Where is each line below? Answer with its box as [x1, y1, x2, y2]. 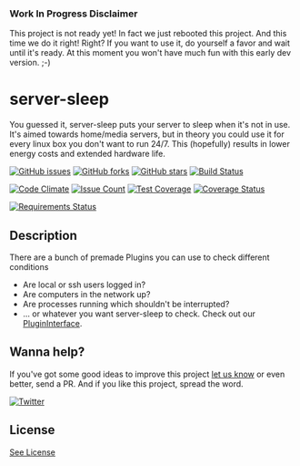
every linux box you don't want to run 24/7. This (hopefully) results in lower [9, 139, 291, 150]
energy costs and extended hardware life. [9, 149, 166, 160]
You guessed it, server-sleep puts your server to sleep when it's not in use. [9, 119, 291, 130]
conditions [9, 262, 49, 273]
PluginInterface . [22, 318, 83, 329]
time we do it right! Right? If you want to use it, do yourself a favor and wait [9, 37, 291, 48]
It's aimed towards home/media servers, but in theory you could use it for [9, 129, 285, 140]
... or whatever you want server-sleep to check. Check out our [22, 308, 256, 319]
